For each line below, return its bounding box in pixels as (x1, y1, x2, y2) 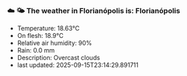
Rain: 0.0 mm (17, 46, 55, 55)
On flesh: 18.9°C (17, 32, 64, 40)
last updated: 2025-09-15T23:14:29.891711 (17, 61, 139, 69)
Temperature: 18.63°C (17, 24, 80, 32)
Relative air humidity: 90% (17, 39, 92, 47)
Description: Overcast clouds (17, 54, 100, 62)
